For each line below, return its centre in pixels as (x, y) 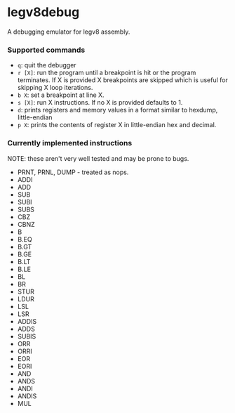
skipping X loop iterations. (55, 88)
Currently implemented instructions (70, 143)
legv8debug (43, 12)
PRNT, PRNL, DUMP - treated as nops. (73, 172)
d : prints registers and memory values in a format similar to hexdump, (117, 110)
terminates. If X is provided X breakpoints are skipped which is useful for (122, 80)
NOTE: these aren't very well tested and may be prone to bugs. (98, 158)
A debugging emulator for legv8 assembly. (69, 32)
